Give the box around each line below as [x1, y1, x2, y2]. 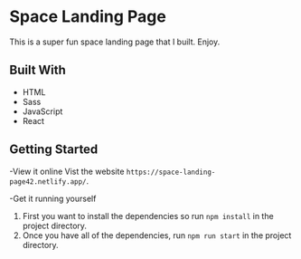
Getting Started [9, 142, 99, 158]
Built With [9, 62, 66, 78]
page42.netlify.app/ [9, 177, 88, 187]
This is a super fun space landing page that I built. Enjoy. [9, 36, 221, 47]
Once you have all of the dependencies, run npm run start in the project [22, 229, 292, 241]
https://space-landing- [126, 168, 216, 177]
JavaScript [22, 106, 63, 117]
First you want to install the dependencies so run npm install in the [22, 210, 274, 221]
